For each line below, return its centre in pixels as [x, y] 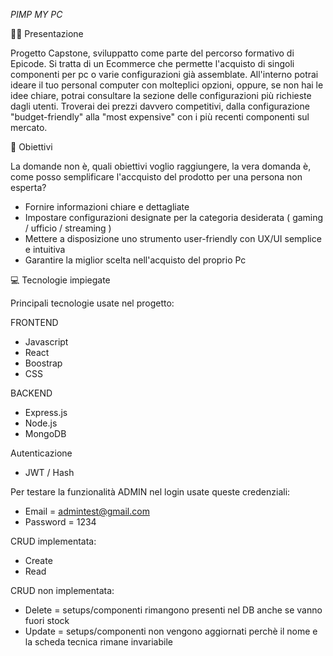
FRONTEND [34, 322]
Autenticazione [41, 453]
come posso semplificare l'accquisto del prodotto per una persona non [156, 177]
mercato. [29, 127]
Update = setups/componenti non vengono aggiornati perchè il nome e [171, 631]
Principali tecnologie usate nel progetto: [92, 303]
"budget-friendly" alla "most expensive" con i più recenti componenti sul [160, 117]
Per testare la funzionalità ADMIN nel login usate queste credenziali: [150, 492]
